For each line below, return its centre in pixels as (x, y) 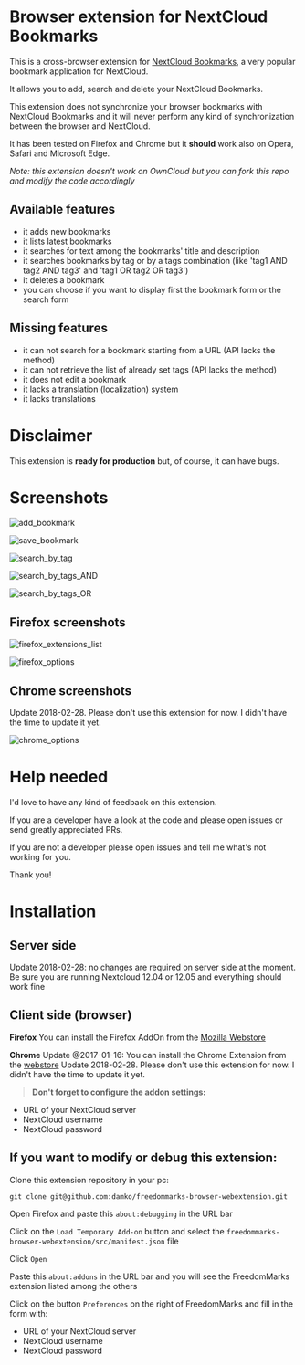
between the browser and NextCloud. (80, 126)
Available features (63, 210)
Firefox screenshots (68, 622)
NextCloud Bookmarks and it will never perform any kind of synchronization (152, 116)
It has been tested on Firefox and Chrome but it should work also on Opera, (152, 143)
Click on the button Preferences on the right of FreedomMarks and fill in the (152, 1304)
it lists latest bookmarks (67, 241)
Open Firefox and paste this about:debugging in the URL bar (121, 1213)
